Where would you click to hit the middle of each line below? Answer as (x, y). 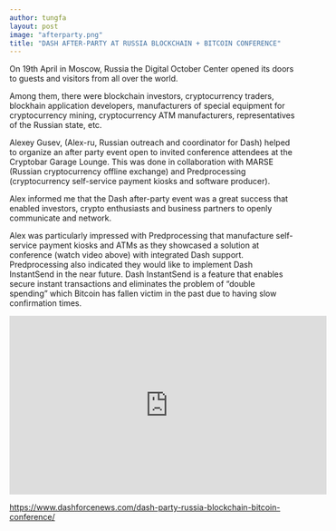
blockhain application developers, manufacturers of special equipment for (147, 106)
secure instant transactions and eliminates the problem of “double (132, 284)
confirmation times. (46, 303)
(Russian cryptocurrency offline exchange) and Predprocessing (128, 172)
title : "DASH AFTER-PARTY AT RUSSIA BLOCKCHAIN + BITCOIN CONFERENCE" (145, 43)
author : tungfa (38, 18)
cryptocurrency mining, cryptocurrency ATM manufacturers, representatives (152, 115)
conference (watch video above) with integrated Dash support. (127, 255)
